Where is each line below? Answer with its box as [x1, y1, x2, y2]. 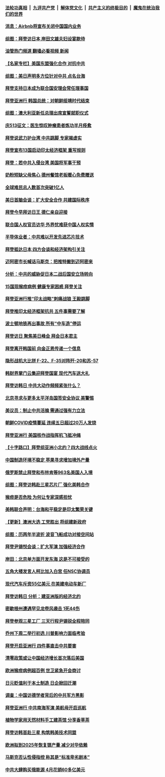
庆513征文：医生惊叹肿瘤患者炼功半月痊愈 [5, 122, 91, 128]
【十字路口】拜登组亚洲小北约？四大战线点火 [5, 445, 97, 451]
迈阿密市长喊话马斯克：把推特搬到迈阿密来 [5, 258, 93, 265]
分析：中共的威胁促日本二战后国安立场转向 [5, 271, 93, 277]
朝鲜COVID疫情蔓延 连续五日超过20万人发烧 [5, 420, 96, 426]
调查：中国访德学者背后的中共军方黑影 [5, 692, 84, 698]
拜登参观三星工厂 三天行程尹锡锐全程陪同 [5, 618, 90, 624]
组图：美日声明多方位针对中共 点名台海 [5, 73, 85, 79]
